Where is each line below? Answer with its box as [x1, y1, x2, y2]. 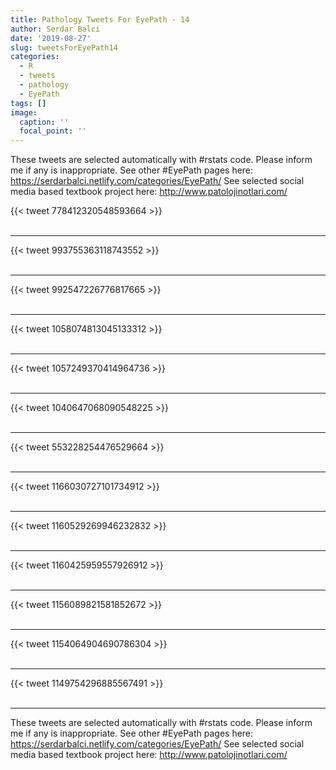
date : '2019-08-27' [10, 33, 92, 43]
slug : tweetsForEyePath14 [10, 42, 118, 53]
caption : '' [19, 117, 70, 127]
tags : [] [10, 98, 47, 108]
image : [10, 107, 38, 118]
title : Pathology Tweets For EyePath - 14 [10, 14, 190, 25]
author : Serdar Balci [10, 24, 101, 34]
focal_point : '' [19, 126, 87, 136]
